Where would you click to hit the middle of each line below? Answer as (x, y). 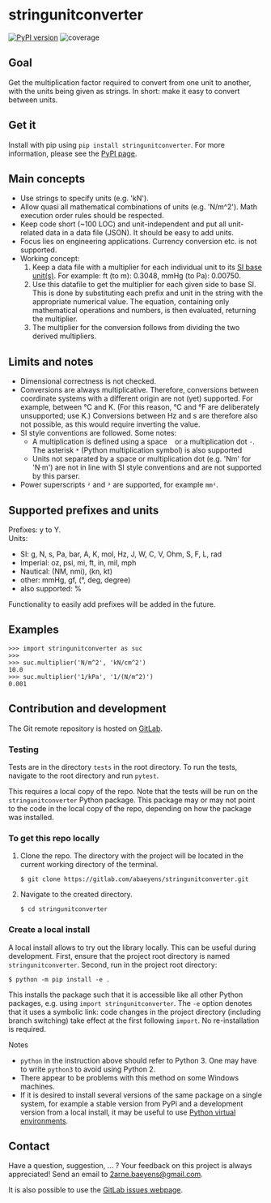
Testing (23, 750)
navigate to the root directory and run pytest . (84, 776)
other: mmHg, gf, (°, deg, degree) (75, 580)
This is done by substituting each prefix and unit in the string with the (148, 293)
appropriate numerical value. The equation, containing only (131, 302)
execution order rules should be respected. (92, 216)
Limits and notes (51, 361)
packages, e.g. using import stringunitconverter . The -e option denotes (130, 1003)
